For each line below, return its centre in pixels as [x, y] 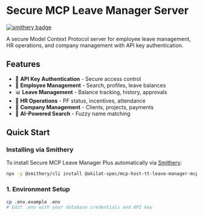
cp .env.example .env [34, 202]
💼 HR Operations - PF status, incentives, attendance [80, 101]
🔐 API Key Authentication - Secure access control [78, 78]
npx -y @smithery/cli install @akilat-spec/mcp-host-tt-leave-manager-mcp [102, 174]
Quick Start [28, 132]
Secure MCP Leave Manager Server [98, 11]
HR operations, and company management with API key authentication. [95, 45]
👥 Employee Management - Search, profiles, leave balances [90, 85]
